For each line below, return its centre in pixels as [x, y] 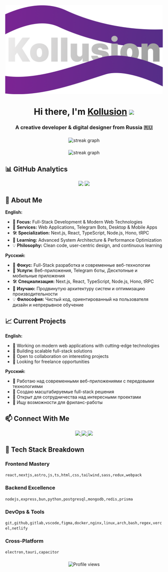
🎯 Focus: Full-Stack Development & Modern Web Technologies [77, 222]
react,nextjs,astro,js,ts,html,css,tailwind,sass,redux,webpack [73, 475]
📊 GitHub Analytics [36, 169]
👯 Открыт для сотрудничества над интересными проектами [77, 397]
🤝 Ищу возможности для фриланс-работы [57, 402]
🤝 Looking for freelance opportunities [51, 361]
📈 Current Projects [36, 321]
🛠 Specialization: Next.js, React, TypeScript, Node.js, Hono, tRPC [81, 233]
